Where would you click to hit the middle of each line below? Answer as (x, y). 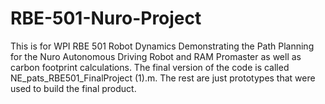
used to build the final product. (73, 88)
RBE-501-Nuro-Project (106, 18)
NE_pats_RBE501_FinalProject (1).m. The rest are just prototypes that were (163, 78)
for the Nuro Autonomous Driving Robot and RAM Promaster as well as (156, 56)
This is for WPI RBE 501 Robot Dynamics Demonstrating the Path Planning (162, 46)
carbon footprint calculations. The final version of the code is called (150, 67)
